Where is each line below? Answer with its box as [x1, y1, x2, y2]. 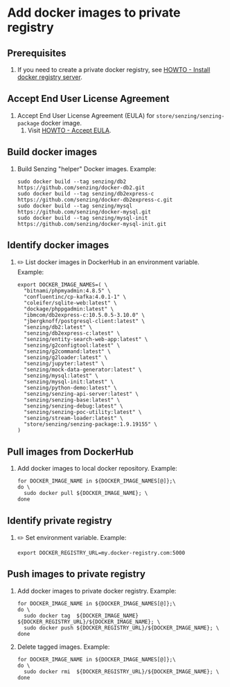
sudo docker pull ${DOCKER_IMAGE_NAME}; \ [24, 490, 148, 497]
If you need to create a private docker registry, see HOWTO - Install [17, 66, 211, 73]
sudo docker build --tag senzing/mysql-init [17, 214, 148, 221]
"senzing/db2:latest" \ [24, 324, 92, 331]
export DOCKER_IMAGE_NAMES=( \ [17, 281, 108, 288]
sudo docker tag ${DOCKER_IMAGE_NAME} [24, 612, 139, 619]
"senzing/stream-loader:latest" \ [24, 415, 123, 422]
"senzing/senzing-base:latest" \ [24, 397, 121, 403]
